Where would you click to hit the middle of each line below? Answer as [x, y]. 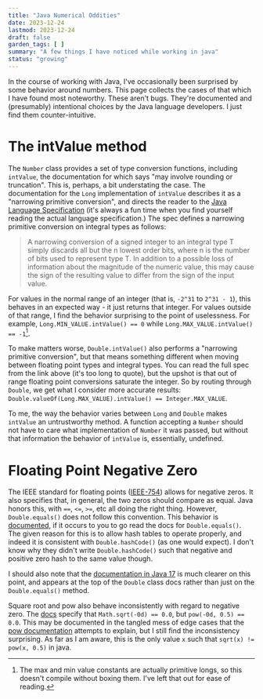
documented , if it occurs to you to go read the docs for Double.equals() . [125, 526]
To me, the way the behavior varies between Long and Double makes [118, 413]
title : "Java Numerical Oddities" [65, 15]
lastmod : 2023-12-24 [42, 30]
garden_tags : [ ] [36, 45]
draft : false [29, 37]
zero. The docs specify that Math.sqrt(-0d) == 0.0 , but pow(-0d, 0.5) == [126, 614]
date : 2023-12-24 [36, 23]
